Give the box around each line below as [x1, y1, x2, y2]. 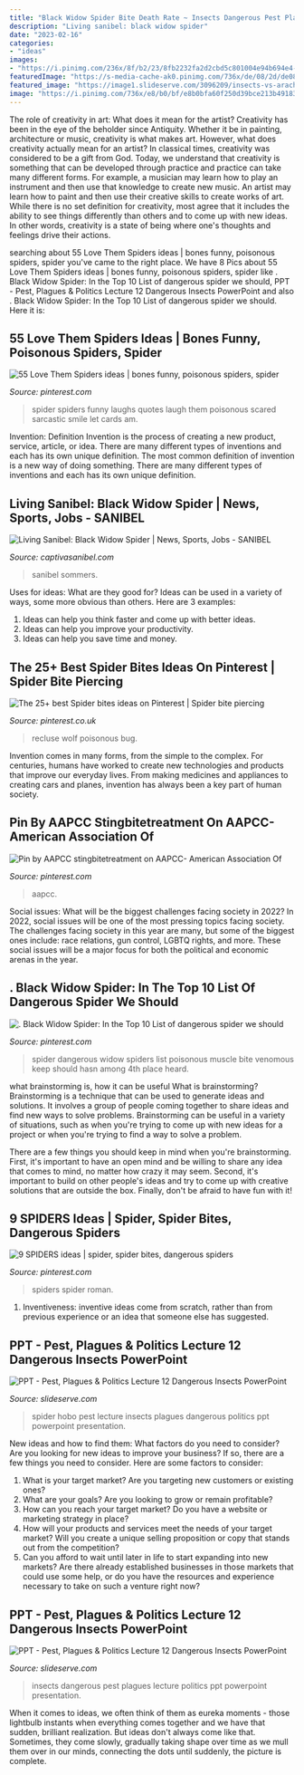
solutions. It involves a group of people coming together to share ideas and [9, 1099, 290, 1110]
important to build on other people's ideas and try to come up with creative [9, 1175, 289, 1186]
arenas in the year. [9, 954, 79, 964]
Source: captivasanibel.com [9, 552, 115, 562]
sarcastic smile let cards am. [31, 414, 138, 425]
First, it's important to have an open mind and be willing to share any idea [9, 1156, 283, 1166]
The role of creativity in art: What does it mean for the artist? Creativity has [9, 114, 289, 125]
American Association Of [9, 830, 155, 845]
